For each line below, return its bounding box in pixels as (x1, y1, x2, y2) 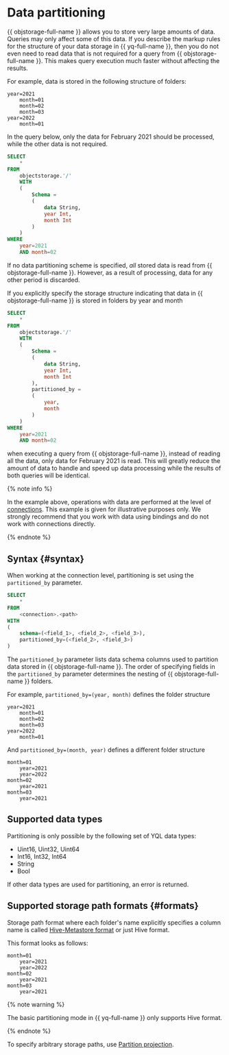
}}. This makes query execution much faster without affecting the (36, 56, 220, 64)
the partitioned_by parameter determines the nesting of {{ (7, 670, 173, 678)
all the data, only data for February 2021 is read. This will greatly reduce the (7, 457, 221, 465)
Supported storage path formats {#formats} (7, 900, 199, 912)
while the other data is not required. (7, 139, 108, 148)
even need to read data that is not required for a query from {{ (7, 49, 182, 58)
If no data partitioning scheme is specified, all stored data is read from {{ (7, 261, 213, 269)
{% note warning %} (7, 1000, 65, 1008)
